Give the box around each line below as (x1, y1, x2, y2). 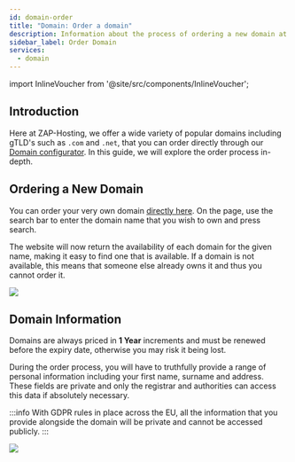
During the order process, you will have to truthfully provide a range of (9, 362, 267, 372)
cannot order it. (9, 270, 66, 280)
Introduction (9, 104, 80, 120)
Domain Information (9, 312, 122, 327)
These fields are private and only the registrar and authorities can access (9, 380, 276, 391)
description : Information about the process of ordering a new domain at (9, 29, 288, 38)
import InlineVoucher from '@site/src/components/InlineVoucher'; (9, 79, 250, 89)
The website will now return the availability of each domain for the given (9, 241, 273, 252)
